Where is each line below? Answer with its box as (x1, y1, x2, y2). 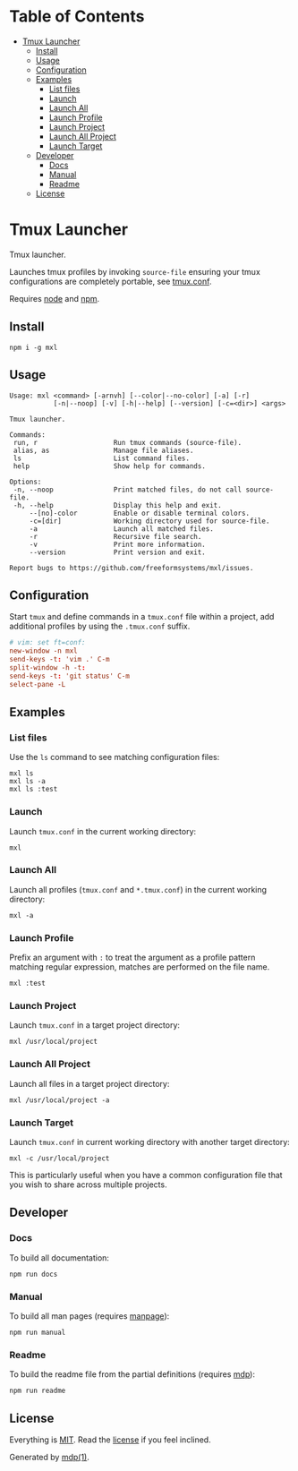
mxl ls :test (9, 785, 58, 794)
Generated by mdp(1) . (9, 1452, 89, 1463)
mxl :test (9, 979, 47, 988)
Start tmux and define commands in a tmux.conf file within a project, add (9, 611, 275, 622)
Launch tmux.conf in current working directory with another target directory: (9, 1137, 291, 1148)
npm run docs (9, 1270, 58, 1279)
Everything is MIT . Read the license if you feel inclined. (9, 1434, 212, 1445)
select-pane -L (9, 680, 66, 688)
